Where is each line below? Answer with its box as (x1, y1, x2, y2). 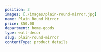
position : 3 (5, 7, 30, 12)
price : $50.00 (5, 21, 35, 26)
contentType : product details (5, 40, 68, 45)
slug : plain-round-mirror (5, 35, 59, 40)
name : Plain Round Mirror (5, 16, 59, 21)
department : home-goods (5, 26, 55, 31)
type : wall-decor (5, 30, 41, 35)
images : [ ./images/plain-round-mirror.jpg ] (5, 12, 97, 17)
